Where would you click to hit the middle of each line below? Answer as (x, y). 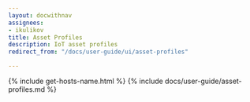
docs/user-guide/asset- (203, 81)
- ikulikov (26, 30)
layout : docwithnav (40, 15)
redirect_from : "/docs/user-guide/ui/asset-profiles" (99, 52)
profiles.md (27, 89)
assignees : (26, 23)
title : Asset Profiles (45, 37)
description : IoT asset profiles (63, 45)
